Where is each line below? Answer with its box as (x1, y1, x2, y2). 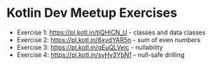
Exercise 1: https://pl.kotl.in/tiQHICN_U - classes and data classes (16, 28, 206, 37)
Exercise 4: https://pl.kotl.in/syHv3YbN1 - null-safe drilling (16, 51, 185, 59)
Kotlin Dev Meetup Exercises (6, 5, 178, 21)
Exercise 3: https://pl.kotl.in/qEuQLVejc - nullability (16, 43, 163, 51)
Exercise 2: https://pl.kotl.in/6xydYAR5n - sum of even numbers (16, 35, 201, 44)
